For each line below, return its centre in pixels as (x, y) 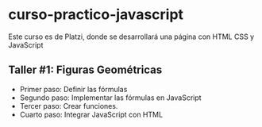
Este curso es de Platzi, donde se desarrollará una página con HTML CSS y (131, 37)
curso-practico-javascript (96, 15)
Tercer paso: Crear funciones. (69, 106)
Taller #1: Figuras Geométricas (85, 70)
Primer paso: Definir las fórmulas (73, 89)
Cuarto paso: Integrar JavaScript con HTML (91, 114)
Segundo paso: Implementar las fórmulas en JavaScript (110, 98)
